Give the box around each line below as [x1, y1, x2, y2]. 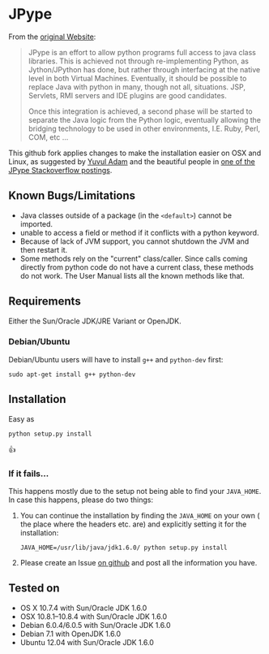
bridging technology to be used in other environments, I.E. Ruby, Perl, [28, 123, 261, 133]
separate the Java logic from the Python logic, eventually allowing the [28, 115, 262, 124]
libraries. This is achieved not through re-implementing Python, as [28, 56, 250, 66]
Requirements [8, 294, 81, 309]
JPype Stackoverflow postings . [8, 165, 113, 175]
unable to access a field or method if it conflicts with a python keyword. [19, 227, 259, 237]
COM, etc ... [28, 132, 69, 142]
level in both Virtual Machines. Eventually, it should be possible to [28, 73, 247, 83]
